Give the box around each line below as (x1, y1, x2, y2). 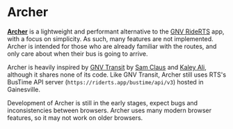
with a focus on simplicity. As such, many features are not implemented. (7, 34, 214, 43)
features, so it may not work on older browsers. (7, 113, 143, 122)
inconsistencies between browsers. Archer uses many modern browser (7, 106, 212, 114)
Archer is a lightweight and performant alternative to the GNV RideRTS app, (7, 27, 225, 36)
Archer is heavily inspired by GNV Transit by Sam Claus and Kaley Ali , (7, 63, 207, 71)
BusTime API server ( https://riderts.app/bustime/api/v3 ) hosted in (7, 77, 204, 86)
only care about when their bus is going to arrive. (7, 50, 148, 58)
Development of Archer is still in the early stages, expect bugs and (7, 98, 198, 107)
